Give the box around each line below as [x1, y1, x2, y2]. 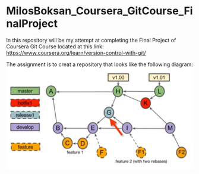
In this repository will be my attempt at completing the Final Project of [6, 36, 176, 44]
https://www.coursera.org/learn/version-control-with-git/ [6, 49, 147, 56]
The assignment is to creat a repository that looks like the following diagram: [6, 61, 193, 68]
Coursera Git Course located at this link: [6, 43, 104, 50]
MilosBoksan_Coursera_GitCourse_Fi [6, 4, 193, 18]
